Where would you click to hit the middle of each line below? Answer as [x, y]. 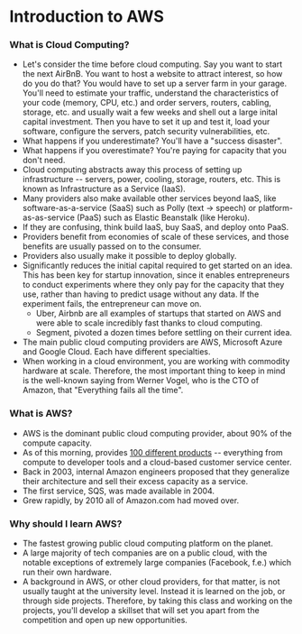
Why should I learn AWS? [66, 523]
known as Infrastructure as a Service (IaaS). [104, 189]
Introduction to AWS [87, 17]
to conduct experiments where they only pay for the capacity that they [153, 285]
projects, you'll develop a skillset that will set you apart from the [141, 611]
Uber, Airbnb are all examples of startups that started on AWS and [159, 314]
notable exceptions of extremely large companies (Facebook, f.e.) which [157, 563]
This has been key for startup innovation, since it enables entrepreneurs [156, 275]
